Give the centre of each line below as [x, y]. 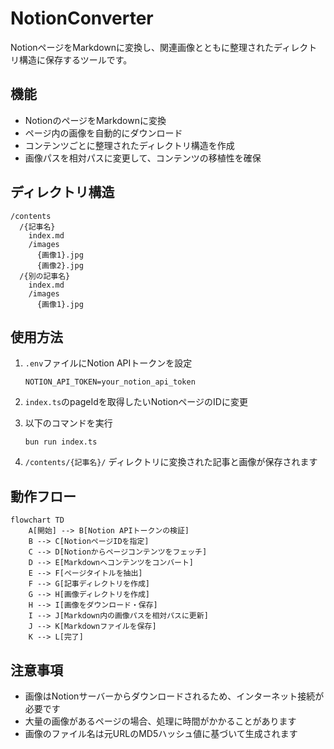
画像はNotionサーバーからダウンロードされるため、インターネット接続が [174, 696]
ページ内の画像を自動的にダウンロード [103, 133]
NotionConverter [82, 18]
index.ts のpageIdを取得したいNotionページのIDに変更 [136, 402]
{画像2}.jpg [60, 265]
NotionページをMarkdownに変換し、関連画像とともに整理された [142, 47]
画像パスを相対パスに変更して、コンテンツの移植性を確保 [143, 158]
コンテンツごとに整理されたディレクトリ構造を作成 [129, 145]
